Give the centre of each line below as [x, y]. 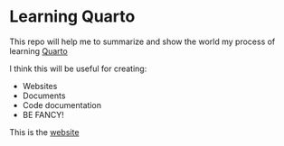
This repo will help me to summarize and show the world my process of [142, 41]
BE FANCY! [43, 114]
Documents [44, 96]
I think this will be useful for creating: [78, 68]
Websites [40, 86]
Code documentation [62, 105]
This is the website [44, 132]
